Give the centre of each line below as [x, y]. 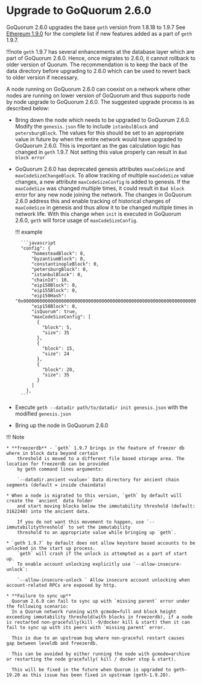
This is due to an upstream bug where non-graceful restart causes [98, 638]
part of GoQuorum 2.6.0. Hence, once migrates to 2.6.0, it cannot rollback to [101, 58]
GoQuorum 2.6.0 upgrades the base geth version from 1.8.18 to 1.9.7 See [96, 27]
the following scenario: [37, 606]
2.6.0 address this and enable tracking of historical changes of [93, 201]
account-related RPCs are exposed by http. [62, 585]
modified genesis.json [43, 413]
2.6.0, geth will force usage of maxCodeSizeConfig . [76, 220]
